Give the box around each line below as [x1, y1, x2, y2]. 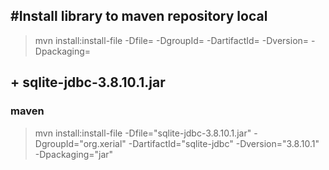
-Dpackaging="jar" [34, 148, 114, 160]
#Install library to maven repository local [10, 8, 268, 25]
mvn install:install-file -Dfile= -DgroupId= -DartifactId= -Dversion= [34, 34, 310, 46]
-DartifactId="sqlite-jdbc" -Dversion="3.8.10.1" [128, 137, 320, 149]
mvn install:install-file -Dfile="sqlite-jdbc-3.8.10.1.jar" [34, 127, 252, 139]
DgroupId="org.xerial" [34, 137, 127, 149]
